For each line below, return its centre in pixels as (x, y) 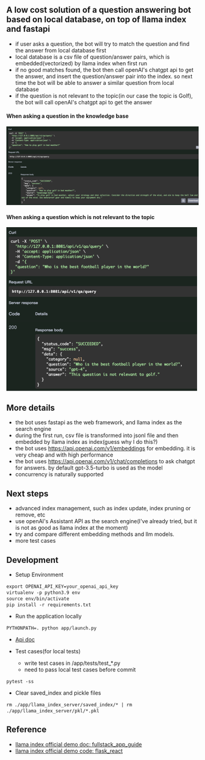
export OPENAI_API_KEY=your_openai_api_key (63, 587)
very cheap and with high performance (64, 455)
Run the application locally (49, 617)
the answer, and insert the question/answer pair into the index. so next (104, 76)
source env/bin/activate (38, 599)
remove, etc (30, 515)
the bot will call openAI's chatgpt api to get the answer (84, 102)
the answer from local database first (61, 50)
